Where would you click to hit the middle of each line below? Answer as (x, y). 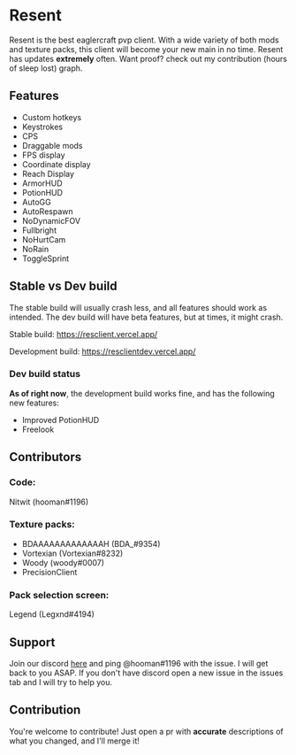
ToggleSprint (46, 258)
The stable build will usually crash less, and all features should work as (138, 307)
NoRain (35, 249)
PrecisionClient (49, 572)
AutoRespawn (47, 211)
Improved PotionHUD (61, 420)
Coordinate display (56, 164)
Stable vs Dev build (63, 286)
